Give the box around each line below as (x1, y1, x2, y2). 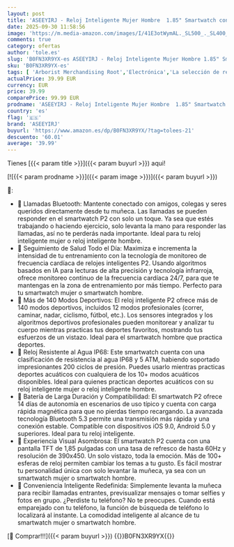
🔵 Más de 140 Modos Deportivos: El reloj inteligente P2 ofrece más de (17, 296, 218, 304)
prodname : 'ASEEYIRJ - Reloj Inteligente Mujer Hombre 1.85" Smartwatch (7, 101, 226, 108)
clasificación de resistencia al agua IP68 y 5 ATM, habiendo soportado (17, 355, 220, 364)
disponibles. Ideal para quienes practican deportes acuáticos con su (17, 377, 214, 386)
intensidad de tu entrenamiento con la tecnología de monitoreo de (17, 252, 207, 260)
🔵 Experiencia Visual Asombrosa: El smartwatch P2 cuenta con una (17, 437, 211, 445)
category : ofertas (7, 43, 61, 50)
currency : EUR (7, 82, 49, 89)
